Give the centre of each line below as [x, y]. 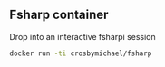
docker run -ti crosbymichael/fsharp [81, 53]
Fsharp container [59, 15]
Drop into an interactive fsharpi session [82, 36]
